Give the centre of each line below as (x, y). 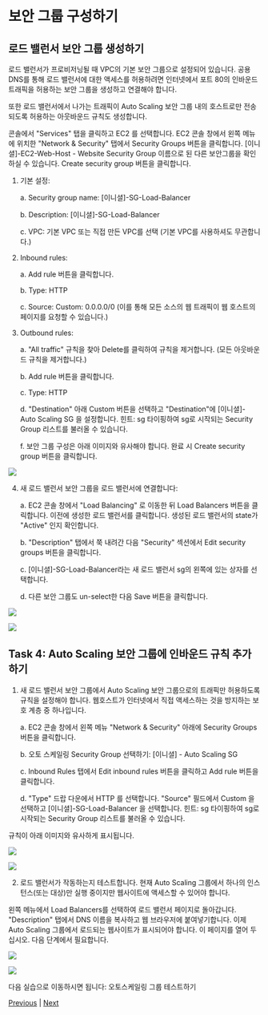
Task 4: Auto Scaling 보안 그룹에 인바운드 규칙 (119, 654)
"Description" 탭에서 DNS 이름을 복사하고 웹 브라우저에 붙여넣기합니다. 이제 (127, 920)
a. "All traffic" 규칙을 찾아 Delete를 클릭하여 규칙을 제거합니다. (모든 (126, 349)
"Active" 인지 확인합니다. (59, 525)
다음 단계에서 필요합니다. (70, 940)
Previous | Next (34, 1002)
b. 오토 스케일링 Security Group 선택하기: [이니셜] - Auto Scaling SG (129, 754)
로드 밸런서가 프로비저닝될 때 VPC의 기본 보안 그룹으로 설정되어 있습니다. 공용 (130, 69)
